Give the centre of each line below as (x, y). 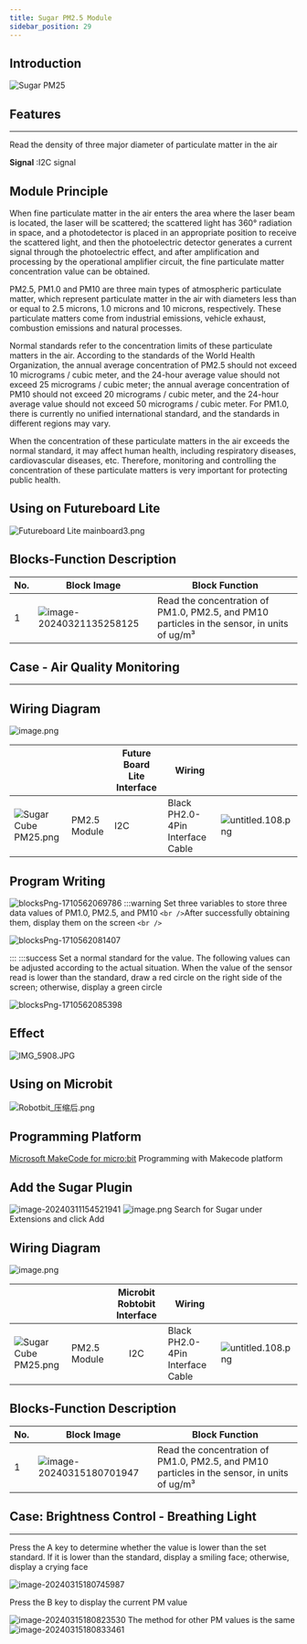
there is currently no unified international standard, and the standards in (145, 413)
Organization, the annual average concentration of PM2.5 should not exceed (153, 365)
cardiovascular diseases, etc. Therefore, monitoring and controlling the (143, 460)
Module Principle (59, 191)
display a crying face (49, 1566)
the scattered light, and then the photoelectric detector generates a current (151, 242)
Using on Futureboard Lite (85, 509)
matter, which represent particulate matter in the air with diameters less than (153, 299)
